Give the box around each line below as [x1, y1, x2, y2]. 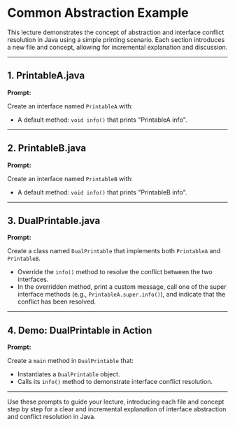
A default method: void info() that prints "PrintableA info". [17, 115, 187, 124]
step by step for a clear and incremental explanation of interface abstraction [7, 405, 227, 413]
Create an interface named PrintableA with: [7, 101, 134, 110]
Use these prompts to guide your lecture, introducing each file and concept [7, 397, 225, 406]
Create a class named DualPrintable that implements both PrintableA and [7, 247, 221, 255]
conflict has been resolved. [17, 297, 97, 306]
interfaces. [17, 275, 49, 284]
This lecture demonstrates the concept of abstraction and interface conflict [7, 28, 225, 36]
